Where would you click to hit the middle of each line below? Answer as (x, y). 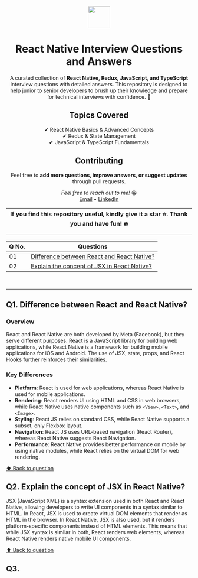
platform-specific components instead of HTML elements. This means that (97, 526)
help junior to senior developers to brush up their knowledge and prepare (99, 90)
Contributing (99, 161)
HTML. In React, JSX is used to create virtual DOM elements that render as (97, 514)
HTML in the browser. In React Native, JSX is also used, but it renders (90, 520)
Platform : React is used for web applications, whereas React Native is (99, 388)
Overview (20, 322)
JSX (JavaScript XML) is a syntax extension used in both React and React (95, 501)
